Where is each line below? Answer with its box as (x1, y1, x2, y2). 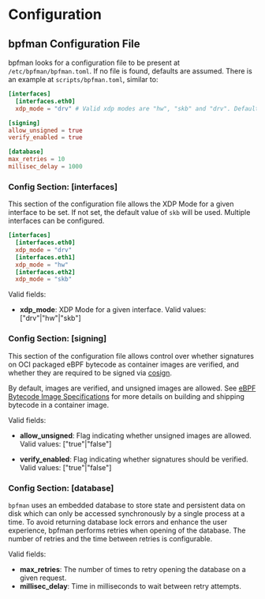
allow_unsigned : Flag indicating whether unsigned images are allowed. (19, 431, 252, 440)
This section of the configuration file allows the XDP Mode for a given (8, 199, 234, 209)
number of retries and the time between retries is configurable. (8, 533, 213, 543)
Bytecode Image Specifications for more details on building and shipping (8, 391, 244, 401)
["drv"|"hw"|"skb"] (19, 314, 81, 323)
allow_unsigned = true (8, 126, 83, 134)
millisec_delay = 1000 (8, 163, 83, 171)
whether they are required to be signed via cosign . (8, 367, 172, 377)
